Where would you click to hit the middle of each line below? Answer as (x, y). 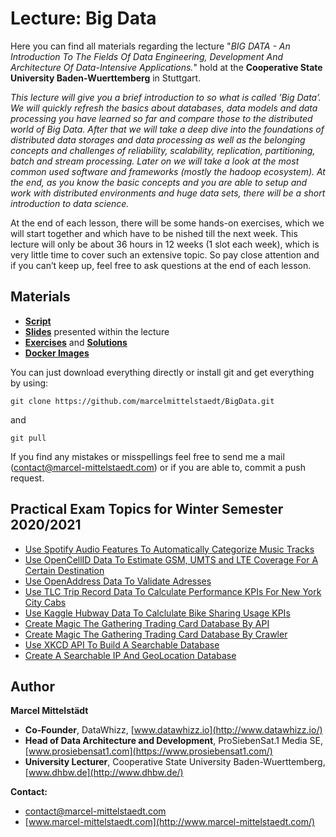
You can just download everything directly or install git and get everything (162, 372)
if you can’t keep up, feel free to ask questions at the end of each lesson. (161, 265)
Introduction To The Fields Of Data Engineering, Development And (147, 56)
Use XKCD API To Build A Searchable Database (122, 644)
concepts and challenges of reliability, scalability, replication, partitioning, (163, 150)
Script (38, 321)
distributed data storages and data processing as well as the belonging (158, 139)
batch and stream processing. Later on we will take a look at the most (155, 161)
